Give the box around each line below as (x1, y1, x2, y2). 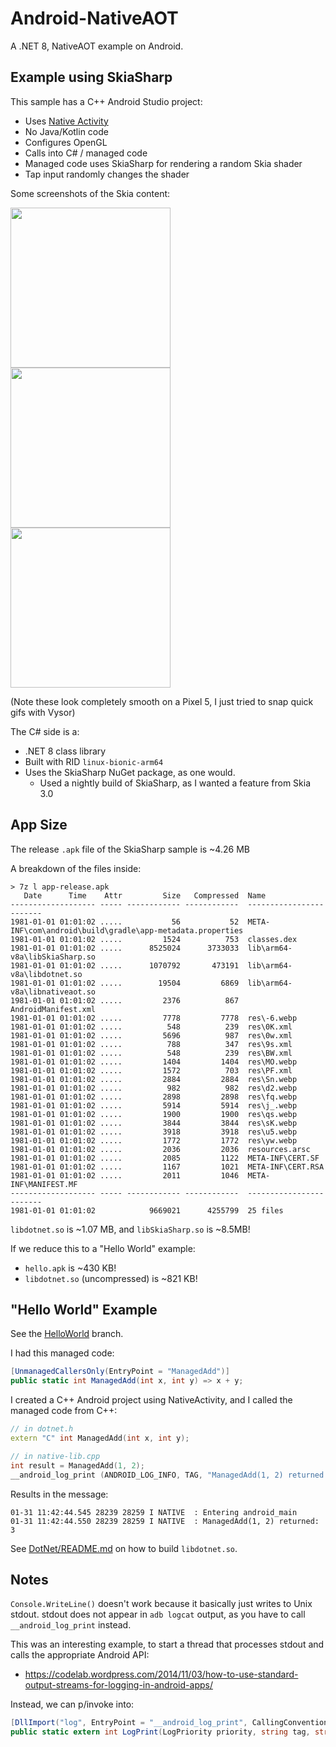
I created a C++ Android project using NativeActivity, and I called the (10, 1394, 293, 1406)
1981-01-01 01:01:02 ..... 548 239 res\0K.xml (10, 1022, 293, 1032)
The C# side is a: (10, 725, 80, 737)
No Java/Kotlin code (24, 125, 109, 137)
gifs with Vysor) (10, 706, 76, 718)
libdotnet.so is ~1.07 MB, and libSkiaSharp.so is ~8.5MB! (10, 1223, 251, 1235)
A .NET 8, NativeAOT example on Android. (10, 40, 184, 52)
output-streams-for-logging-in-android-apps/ (24, 1679, 213, 1691)
